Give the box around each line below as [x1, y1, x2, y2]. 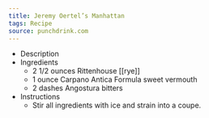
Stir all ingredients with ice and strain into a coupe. [32, 100, 202, 110]
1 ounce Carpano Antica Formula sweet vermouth [32, 74, 198, 85]
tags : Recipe [8, 19, 53, 27]
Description [19, 49, 59, 59]
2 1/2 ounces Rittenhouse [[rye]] [32, 66, 140, 76]
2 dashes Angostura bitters [32, 83, 123, 93]
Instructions [19, 92, 61, 102]
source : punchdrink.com [8, 27, 89, 35]
